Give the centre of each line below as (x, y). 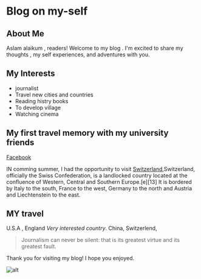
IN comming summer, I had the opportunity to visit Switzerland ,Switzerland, (101, 169)
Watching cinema (37, 114)
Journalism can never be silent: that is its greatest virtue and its (101, 240)
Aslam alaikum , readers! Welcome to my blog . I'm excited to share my (95, 48)
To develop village (38, 107)
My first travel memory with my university (87, 133)
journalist (27, 88)
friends (20, 143)
